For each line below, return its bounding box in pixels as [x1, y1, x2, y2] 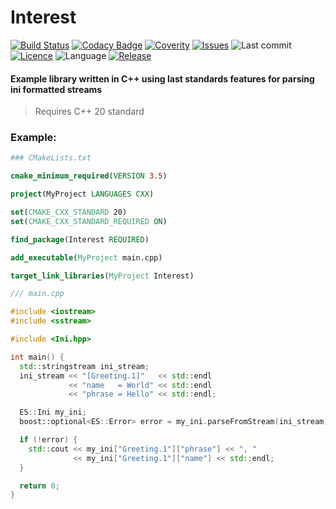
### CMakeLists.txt [10, 153, 92, 163]
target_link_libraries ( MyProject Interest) [10, 271, 195, 281]
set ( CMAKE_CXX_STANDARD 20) [10, 207, 128, 218]
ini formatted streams [10, 83, 103, 95]
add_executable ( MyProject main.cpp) [10, 252, 163, 263]
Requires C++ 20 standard [34, 106, 145, 118]
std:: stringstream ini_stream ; [19, 361, 150, 371]
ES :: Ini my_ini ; [19, 407, 87, 418]
